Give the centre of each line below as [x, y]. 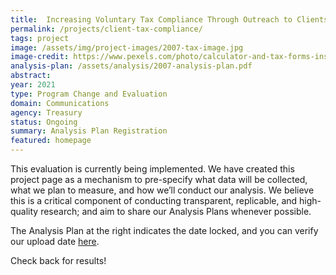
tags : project [40, 38]
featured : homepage [51, 141]
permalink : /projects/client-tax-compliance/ [106, 29]
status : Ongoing [44, 122]
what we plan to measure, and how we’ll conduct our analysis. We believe [162, 190]
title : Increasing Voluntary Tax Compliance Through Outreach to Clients [169, 19]
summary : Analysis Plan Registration [89, 131]
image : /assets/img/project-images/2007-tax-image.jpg [127, 47]
